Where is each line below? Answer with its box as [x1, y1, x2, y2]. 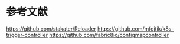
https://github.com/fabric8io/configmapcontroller [49, 31, 169, 38]
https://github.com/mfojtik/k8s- [97, 25, 174, 32]
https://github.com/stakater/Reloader [6, 25, 96, 32]
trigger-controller [6, 31, 48, 38]
